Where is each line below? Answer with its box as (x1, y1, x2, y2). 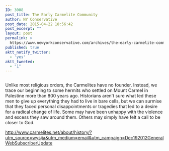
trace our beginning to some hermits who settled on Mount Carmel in (5, 87, 148, 93)
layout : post (5, 31, 33, 36)
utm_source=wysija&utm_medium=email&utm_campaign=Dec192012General (5, 135, 164, 141)
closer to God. (5, 120, 35, 126)
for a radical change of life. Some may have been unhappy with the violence (5, 109, 163, 115)
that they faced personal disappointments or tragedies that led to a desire (5, 104, 158, 110)
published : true (5, 45, 39, 50)
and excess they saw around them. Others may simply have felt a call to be (5, 114, 161, 120)
